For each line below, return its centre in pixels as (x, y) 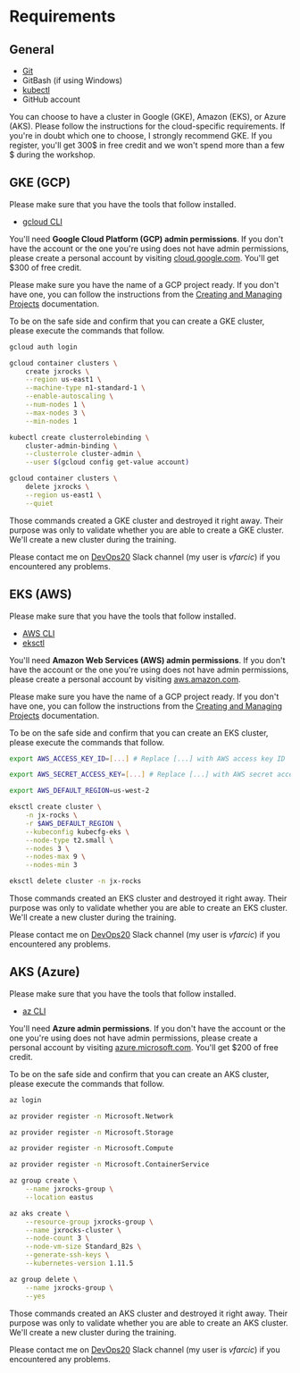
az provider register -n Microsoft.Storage (92, 1133)
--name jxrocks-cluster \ (74, 1230)
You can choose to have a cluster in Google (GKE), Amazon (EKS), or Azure (148, 117)
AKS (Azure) (45, 972)
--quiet (39, 503)
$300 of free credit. (46, 267)
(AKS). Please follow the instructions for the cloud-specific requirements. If (147, 126)
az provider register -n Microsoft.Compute (92, 1149)
